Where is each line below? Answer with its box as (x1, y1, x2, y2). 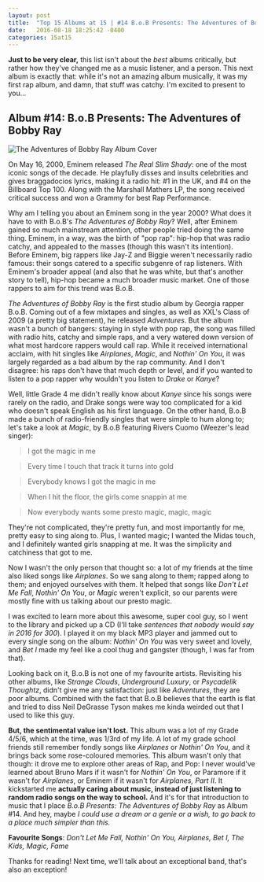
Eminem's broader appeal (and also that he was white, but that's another (8, 267, 244, 276)
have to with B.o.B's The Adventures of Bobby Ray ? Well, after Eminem (8, 217, 238, 227)
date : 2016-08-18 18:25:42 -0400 (8, 26, 125, 34)
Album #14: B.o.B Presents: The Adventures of (8, 111, 241, 124)
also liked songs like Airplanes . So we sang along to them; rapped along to (8, 571, 250, 581)
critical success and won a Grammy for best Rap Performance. (8, 194, 211, 203)
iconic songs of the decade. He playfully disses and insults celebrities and (8, 168, 249, 178)
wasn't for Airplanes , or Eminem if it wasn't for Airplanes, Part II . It (8, 776, 223, 785)
